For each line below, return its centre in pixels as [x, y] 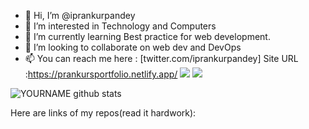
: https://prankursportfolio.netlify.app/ [101, 74]
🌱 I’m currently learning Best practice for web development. [147, 36]
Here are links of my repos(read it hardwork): [103, 113]
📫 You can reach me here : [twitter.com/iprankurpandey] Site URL [161, 58]
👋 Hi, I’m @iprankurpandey [80, 15]
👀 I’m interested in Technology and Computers [120, 26]
